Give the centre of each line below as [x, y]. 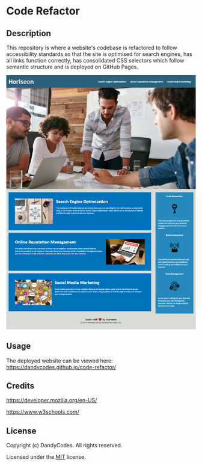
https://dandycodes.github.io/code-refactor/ [61, 367]
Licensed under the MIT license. [46, 457]
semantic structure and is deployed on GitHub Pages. [72, 67]
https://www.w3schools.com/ [43, 412]
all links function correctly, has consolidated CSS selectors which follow [95, 60]
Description [29, 33]
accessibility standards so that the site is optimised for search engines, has [99, 54]
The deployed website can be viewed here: [60, 360]
